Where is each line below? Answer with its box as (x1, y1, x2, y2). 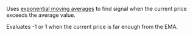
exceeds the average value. (6, 11, 76, 19)
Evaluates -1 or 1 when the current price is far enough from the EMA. (6, 23, 178, 30)
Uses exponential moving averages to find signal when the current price (6, 5, 187, 12)
